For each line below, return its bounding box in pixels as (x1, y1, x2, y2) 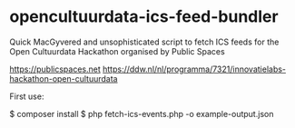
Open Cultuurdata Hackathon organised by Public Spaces (9, 45, 225, 56)
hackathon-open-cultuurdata (9, 73, 118, 84)
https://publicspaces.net (9, 64, 102, 74)
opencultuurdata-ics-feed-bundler (9, 6, 279, 27)
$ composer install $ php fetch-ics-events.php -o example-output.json (9, 108, 274, 119)
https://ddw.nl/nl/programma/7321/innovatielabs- (103, 64, 287, 74)
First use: (9, 91, 44, 102)
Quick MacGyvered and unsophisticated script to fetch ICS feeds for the (9, 36, 280, 47)
